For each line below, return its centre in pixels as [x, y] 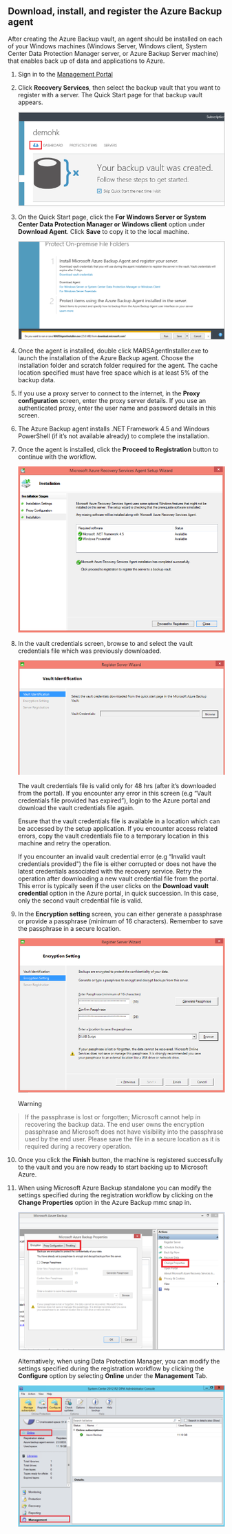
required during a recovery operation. [78, 1146]
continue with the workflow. [57, 456]
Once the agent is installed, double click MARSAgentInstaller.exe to [113, 351]
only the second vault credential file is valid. [80, 901]
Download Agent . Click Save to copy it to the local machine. [104, 231]
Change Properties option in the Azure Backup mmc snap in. [105, 1202]
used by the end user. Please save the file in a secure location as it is [122, 1139]
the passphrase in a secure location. [69, 928]
